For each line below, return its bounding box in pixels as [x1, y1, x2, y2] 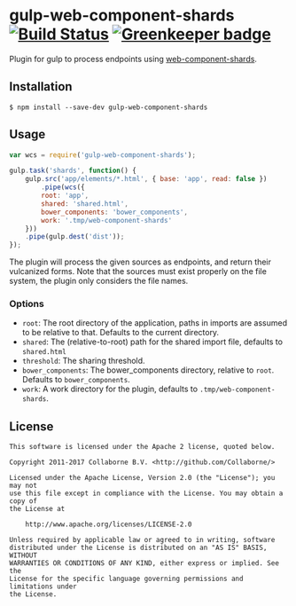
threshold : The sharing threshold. [21, 356, 145, 366]
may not [9, 481, 38, 491]
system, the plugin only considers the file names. [9, 276, 189, 287]
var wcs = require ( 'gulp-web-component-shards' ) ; [9, 150, 197, 160]
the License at [9, 505, 66, 514]
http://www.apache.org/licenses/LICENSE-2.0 [25, 520, 192, 529]
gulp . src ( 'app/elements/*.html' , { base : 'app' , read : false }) [25, 175, 268, 184]
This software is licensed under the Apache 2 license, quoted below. [9, 443, 276, 452]
